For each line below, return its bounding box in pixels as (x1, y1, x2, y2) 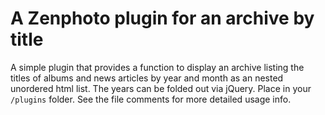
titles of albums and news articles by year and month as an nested (10, 72, 284, 84)
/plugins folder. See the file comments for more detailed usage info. (10, 93, 292, 105)
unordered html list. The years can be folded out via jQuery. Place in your (10, 82, 312, 94)
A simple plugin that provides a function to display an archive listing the (10, 61, 305, 73)
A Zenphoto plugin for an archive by (10, 7, 315, 30)
